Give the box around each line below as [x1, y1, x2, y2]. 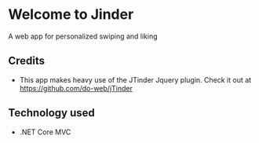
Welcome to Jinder [8, 5, 134, 24]
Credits [8, 54, 46, 68]
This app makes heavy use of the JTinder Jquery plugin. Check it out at [19, 75, 252, 84]
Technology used [8, 106, 96, 119]
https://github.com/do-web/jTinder [19, 83, 133, 93]
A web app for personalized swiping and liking [8, 31, 159, 41]
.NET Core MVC [19, 127, 71, 137]
